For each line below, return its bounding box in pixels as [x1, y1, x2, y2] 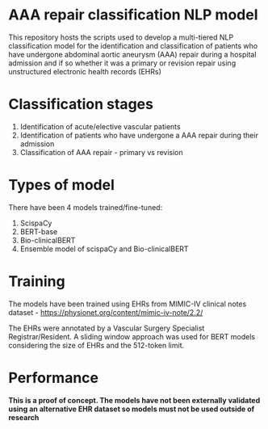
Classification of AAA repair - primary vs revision [19, 147, 183, 157]
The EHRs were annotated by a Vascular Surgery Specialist [8, 323, 205, 333]
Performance [8, 368, 99, 387]
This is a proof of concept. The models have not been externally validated [8, 395, 261, 405]
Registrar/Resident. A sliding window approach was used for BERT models [8, 331, 256, 341]
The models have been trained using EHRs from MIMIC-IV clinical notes [8, 299, 247, 309]
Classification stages [8, 95, 153, 114]
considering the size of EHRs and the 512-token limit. [8, 340, 185, 350]
